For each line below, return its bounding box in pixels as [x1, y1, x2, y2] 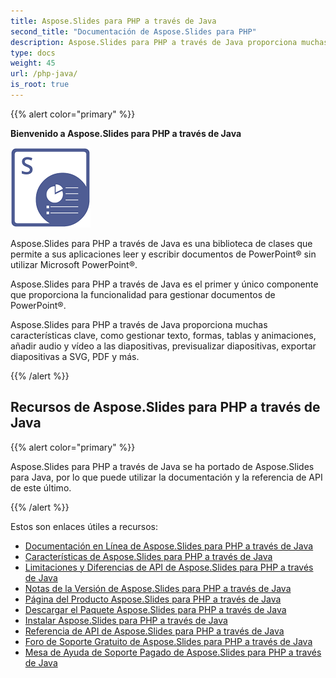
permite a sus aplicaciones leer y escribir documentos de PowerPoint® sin [10, 248, 317, 260]
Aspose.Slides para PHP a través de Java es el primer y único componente [10, 278, 319, 290]
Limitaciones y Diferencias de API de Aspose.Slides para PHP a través [24, 561, 314, 573]
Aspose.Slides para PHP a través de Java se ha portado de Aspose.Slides [10, 460, 315, 472]
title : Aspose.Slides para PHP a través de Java [10, 16, 217, 26]
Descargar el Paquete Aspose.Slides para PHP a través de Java [24, 603, 287, 615]
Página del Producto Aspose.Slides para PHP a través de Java [24, 593, 282, 605]
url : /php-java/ [10, 69, 78, 79]
